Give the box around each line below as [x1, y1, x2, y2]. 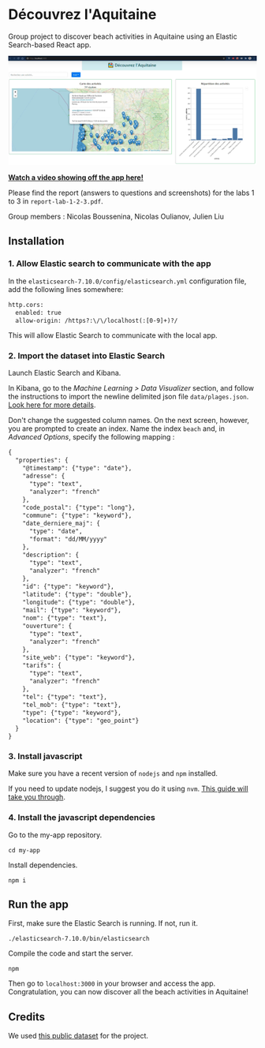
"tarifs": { [22, 661, 62, 669]
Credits [8, 1010, 46, 1024]
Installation [8, 234, 65, 248]
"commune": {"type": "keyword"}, [22, 511, 132, 519]
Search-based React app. [8, 39, 92, 49]
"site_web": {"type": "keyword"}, [22, 653, 136, 661]
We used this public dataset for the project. [8, 1031, 148, 1041]
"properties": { [15, 456, 69, 464]
